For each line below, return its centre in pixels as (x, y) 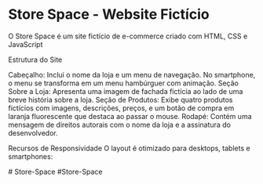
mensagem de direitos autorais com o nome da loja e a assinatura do (120, 124)
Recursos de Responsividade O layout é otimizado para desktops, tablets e (129, 148)
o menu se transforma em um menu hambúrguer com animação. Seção (124, 83)
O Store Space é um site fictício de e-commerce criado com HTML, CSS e (128, 36)
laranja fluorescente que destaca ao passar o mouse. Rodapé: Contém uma (130, 116)
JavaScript (26, 44)
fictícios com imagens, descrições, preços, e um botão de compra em (121, 108)
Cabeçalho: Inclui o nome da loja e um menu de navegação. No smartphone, (132, 74)
